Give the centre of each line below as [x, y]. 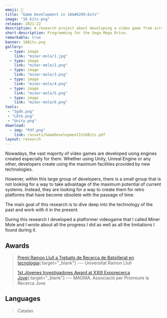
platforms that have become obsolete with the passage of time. [70, 195]
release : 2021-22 [23, 24]
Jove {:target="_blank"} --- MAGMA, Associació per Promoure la [83, 278]
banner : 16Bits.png [25, 42]
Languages [23, 299]
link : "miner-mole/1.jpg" [41, 56]
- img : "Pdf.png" [28, 130]
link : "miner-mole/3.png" [41, 75]
